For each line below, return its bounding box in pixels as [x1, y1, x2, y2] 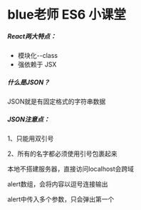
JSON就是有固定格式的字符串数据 [7, 97, 106, 106]
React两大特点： [7, 31, 57, 40]
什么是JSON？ [7, 78, 50, 86]
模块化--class [17, 51, 58, 60]
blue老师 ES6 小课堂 [7, 6, 127, 23]
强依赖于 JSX [17, 60, 57, 69]
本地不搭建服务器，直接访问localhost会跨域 [7, 165, 134, 174]
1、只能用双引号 [7, 134, 54, 143]
